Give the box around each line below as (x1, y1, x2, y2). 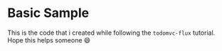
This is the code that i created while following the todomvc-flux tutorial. (7, 28, 216, 37)
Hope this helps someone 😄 (7, 35, 91, 44)
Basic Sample (7, 5, 90, 21)
